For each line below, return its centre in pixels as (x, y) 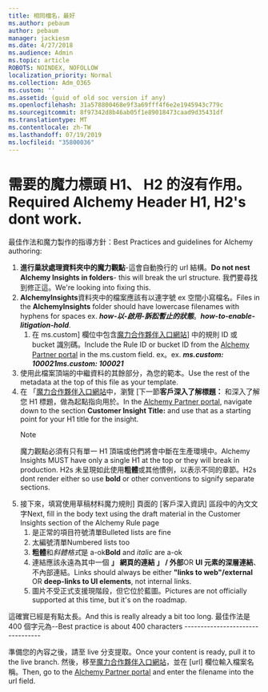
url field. (22, 681)
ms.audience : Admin (41, 53)
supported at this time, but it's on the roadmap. (109, 600)
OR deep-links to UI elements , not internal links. (112, 581)
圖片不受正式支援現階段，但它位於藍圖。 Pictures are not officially (140, 591)
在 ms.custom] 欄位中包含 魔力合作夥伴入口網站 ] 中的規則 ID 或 (134, 335)
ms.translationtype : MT (48, 120)
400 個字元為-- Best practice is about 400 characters (96, 626)
